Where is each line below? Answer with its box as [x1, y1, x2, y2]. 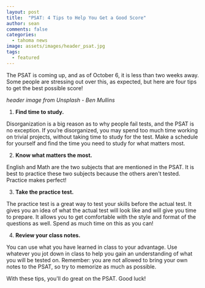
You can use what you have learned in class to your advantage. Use [6, 243, 177, 251]
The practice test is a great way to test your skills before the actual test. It [6, 200, 192, 207]
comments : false [6, 26, 48, 32]
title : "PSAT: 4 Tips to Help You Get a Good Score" [6, 15, 147, 21]
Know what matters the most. [15, 151, 92, 159]
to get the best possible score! [6, 84, 83, 92]
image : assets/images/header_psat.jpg [6, 44, 105, 50]
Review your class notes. [15, 231, 81, 239]
